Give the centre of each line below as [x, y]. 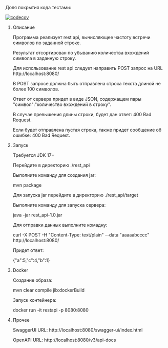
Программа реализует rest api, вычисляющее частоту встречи [82, 37]
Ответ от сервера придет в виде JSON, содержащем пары [77, 99]
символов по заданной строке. [47, 43]
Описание [24, 27]
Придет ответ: [28, 250]
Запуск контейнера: [35, 300]
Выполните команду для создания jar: [54, 175]
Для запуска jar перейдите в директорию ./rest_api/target [75, 195]
